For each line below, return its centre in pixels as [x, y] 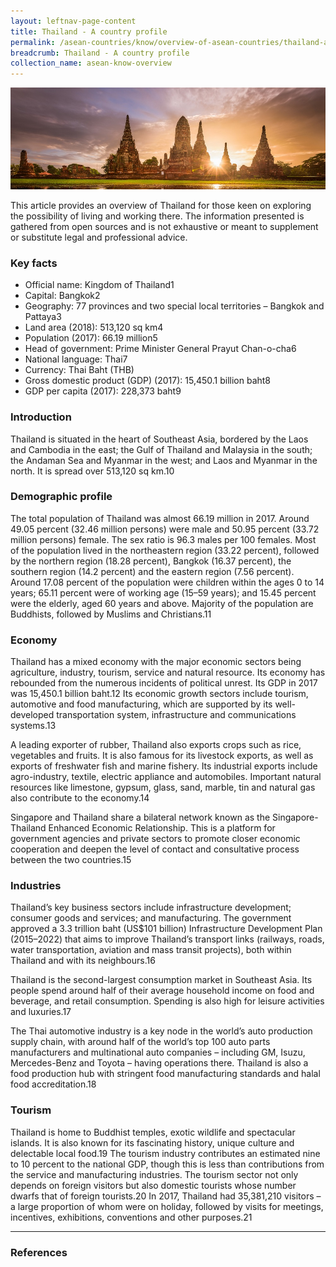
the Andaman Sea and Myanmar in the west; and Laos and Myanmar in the [164, 460]
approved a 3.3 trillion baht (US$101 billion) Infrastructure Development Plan [166, 929]
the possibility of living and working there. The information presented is [157, 216]
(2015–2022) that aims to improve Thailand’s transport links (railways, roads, [167, 939]
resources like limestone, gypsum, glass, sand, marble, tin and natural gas [163, 787]
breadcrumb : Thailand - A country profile [100, 53]
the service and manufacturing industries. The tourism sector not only [154, 1174]
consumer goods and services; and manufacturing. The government [151, 918]
